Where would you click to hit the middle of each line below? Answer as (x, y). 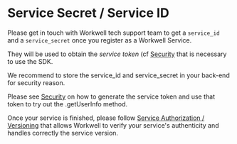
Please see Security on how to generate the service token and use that (111, 96)
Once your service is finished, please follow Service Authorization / (106, 118)
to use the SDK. (30, 61)
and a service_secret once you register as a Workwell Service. (100, 40)
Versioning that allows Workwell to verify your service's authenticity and (113, 125)
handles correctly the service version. (63, 133)
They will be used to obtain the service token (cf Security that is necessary (117, 54)
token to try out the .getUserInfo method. (68, 104)
